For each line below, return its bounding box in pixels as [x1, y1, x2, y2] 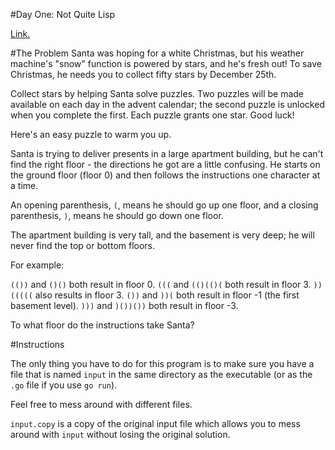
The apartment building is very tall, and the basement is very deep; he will [10, 229, 315, 241]
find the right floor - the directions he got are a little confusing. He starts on [10, 159, 321, 170]
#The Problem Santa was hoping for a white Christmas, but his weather [10, 47, 305, 59]
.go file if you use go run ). [10, 379, 118, 391]
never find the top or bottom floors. [10, 240, 156, 251]
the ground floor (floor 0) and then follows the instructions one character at [10, 169, 321, 181]
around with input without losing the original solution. [10, 429, 231, 440]
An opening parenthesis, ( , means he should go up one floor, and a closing [10, 199, 319, 211]
